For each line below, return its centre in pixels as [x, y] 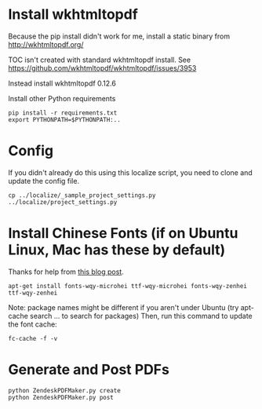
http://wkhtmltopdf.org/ [46, 44]
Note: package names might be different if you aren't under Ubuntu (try [124, 307]
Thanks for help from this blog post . [66, 272]
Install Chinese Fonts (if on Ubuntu [123, 234]
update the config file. [44, 181]
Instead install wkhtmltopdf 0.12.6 [62, 83]
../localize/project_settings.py [63, 202]
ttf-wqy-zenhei [33, 293]
